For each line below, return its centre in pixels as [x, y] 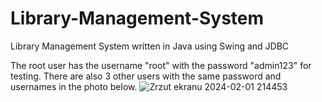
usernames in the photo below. [74, 86]
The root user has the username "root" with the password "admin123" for [161, 65]
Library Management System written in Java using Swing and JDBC [150, 46]
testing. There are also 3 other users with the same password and [146, 76]
